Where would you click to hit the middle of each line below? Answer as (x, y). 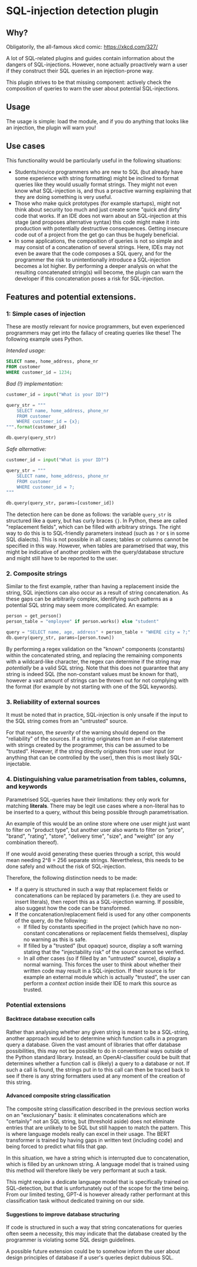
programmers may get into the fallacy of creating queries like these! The (94, 333)
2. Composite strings (37, 574)
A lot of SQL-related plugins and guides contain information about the (90, 58)
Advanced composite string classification (58, 1096)
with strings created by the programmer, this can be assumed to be (88, 745)
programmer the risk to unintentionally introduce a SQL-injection (92, 259)
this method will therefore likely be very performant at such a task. (86, 1170)
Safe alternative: (26, 449)
